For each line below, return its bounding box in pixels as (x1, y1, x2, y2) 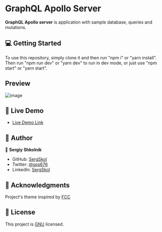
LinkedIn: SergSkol (12, 167, 50, 173)
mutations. (5, 24, 27, 30)
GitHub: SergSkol (12, 156, 47, 162)
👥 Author (5, 133, 33, 142)
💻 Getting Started (5, 39, 61, 48)
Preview (5, 79, 31, 88)
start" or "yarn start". (5, 65, 47, 71)
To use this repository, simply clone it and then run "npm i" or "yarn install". (5, 54, 157, 60)
